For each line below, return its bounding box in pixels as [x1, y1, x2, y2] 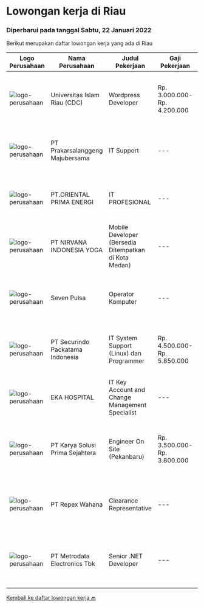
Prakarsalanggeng [50, 146, 103, 155]
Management [108, 401, 147, 410]
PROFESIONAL [108, 198, 151, 207]
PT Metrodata [50, 552, 90, 560]
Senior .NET [108, 552, 143, 560]
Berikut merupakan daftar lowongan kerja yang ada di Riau [6, 39, 153, 47]
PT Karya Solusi [50, 441, 96, 450]
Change [108, 393, 132, 402]
